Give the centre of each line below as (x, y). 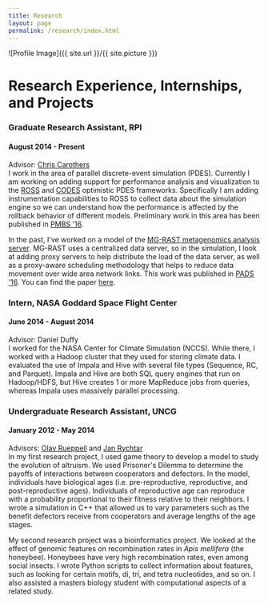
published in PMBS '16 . (46, 224)
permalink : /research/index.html (64, 30)
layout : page (30, 23)
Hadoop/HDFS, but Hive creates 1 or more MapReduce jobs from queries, (129, 382)
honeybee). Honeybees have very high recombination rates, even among (128, 557)
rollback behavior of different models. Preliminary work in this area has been (134, 215)
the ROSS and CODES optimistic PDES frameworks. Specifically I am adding (133, 190)
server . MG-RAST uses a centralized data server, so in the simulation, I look (133, 248)
